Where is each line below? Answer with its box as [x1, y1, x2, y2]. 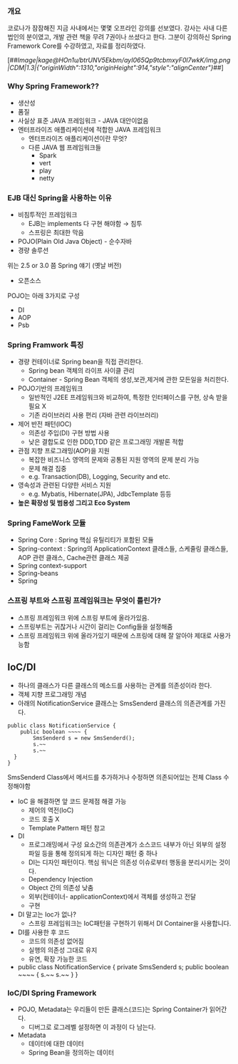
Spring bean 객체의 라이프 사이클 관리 [28, 366, 135, 375]
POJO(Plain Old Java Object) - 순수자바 [17, 237, 133, 245]
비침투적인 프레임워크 [17, 210, 78, 219]
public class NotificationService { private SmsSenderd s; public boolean [17, 962, 229, 971]
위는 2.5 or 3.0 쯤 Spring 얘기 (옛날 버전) [7, 261, 123, 269]
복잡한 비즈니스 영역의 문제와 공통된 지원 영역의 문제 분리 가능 [28, 455, 200, 464]
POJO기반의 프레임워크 [17, 384, 83, 393]
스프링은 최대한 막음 [28, 228, 84, 237]
